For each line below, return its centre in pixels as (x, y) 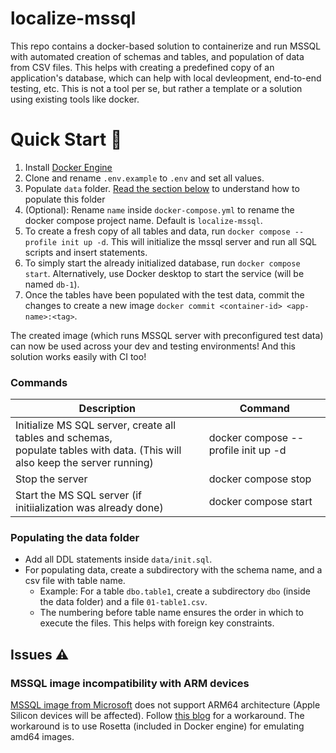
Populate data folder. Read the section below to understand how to (162, 188)
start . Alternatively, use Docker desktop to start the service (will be (164, 273)
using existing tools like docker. (75, 99)
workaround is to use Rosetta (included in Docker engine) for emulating (157, 726)
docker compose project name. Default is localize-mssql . (143, 220)
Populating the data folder (75, 538)
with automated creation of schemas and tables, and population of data (157, 56)
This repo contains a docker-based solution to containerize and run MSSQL (166, 46)
